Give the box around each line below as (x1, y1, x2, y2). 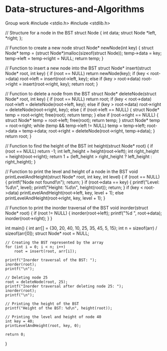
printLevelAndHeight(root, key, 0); (5, 323, 81, 328)
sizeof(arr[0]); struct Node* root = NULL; (5, 230, 90, 236)
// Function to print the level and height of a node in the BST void (5, 168, 138, 174)
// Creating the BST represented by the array (5, 240, 104, 245)
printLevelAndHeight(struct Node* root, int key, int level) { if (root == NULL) (5, 173, 160, 179)
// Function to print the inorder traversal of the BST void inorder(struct (5, 204, 149, 210)
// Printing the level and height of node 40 (5, 314, 101, 319)
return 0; (5, 331, 26, 337)
